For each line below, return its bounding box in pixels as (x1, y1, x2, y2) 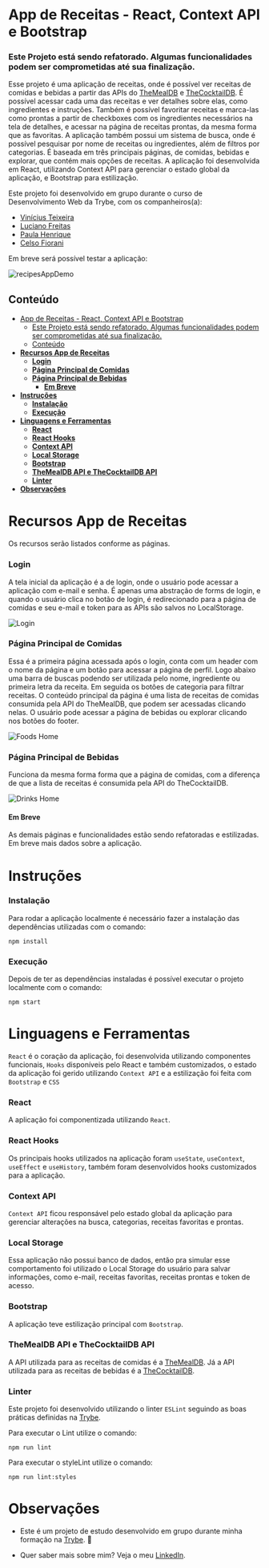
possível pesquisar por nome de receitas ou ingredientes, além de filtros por (8, 139, 260, 149)
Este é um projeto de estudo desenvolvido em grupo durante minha (19, 1526, 243, 1536)
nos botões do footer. (8, 716, 79, 725)
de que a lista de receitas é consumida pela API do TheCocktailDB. (8, 778, 229, 788)
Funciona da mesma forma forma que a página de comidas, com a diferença (8, 770, 260, 779)
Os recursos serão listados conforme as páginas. (8, 539, 171, 548)
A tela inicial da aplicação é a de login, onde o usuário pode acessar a (8, 577, 239, 587)
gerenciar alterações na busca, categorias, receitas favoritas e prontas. (8, 1217, 244, 1227)
